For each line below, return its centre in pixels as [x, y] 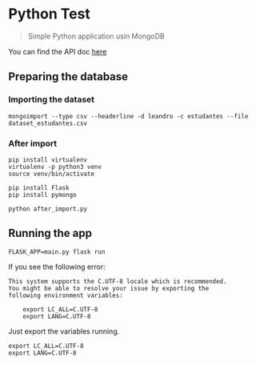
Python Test [49, 14]
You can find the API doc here [58, 51]
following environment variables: [66, 295]
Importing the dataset [51, 99]
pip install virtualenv [48, 160]
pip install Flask [39, 188]
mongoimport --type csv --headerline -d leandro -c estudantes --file [128, 116]
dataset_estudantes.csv [48, 123]
